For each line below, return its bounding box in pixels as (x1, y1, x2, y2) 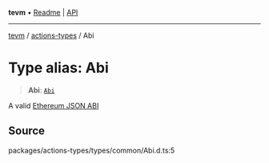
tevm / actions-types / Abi (8, 31, 94, 40)
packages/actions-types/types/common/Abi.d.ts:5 (8, 145, 175, 155)
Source (8, 124, 46, 138)
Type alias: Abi (8, 59, 110, 77)
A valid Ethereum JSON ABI (8, 100, 99, 110)
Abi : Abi (27, 85, 55, 95)
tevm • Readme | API (8, 8, 78, 17)
